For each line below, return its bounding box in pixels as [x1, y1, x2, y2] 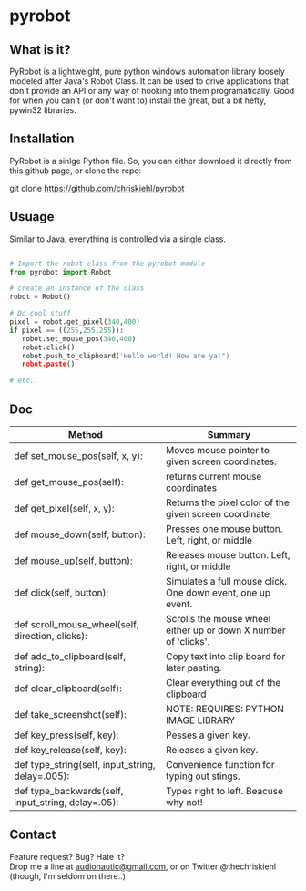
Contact [9, 827, 56, 843]
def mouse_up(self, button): [14, 554, 134, 566]
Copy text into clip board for [165, 649, 286, 662]
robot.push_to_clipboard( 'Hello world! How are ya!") [21, 351, 230, 360]
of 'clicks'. [165, 635, 210, 648]
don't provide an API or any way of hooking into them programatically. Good [9, 86, 295, 96]
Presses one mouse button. [165, 522, 283, 534]
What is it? [9, 42, 71, 57]
